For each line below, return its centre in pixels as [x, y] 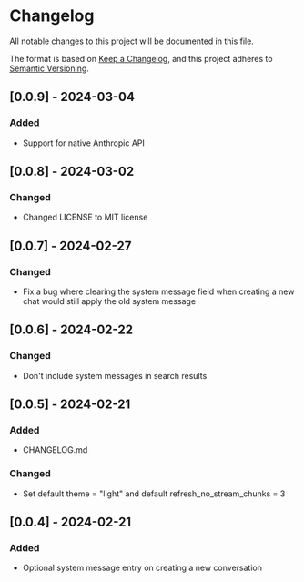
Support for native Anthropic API [84, 143]
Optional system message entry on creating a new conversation [142, 568]
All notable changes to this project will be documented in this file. [132, 41]
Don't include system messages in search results [115, 375]
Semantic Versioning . [49, 68]
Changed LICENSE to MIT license [85, 217]
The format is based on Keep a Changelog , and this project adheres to [141, 58]
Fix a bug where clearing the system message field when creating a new [158, 291]
